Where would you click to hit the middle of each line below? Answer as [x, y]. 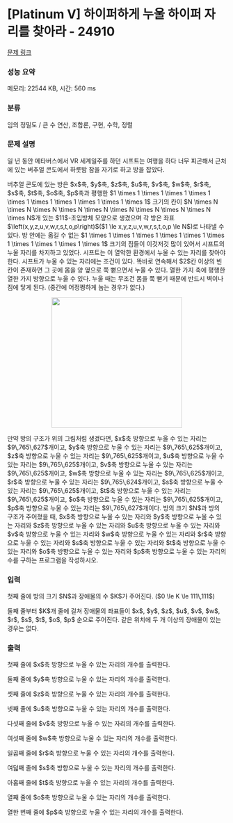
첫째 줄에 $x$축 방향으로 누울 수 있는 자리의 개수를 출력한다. [89, 665]
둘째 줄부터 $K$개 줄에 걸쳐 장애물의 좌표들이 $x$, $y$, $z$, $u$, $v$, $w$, [114, 611]
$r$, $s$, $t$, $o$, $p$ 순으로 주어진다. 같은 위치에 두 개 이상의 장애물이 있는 [114, 620]
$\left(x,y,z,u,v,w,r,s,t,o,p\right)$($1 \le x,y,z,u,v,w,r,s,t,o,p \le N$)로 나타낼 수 [116, 226]
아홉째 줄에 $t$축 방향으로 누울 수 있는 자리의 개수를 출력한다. [91, 783]
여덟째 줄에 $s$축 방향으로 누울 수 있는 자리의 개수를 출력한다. [91, 768]
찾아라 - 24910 [74, 32]
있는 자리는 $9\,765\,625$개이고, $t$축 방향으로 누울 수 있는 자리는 [99, 490]
